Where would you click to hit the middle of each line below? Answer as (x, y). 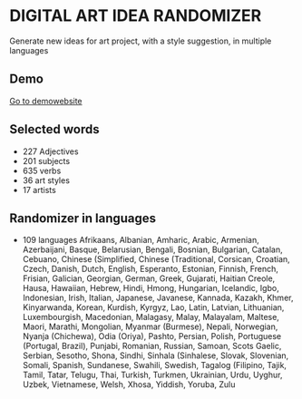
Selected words (54, 129)
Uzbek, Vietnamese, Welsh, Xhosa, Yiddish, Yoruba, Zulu (129, 384)
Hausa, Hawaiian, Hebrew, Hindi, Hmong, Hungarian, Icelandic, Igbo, (151, 288)
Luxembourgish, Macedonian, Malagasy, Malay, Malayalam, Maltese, (151, 317)
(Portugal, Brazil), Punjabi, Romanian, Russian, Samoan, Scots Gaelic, (152, 346)
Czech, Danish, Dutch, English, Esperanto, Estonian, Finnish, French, (151, 269)
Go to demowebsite (46, 101)
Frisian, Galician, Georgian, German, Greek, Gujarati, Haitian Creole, (149, 278)
